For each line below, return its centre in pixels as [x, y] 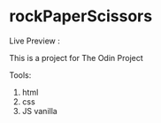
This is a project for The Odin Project [76, 58]
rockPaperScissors [81, 16]
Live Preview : [34, 41]
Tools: [20, 75]
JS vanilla [39, 111]
